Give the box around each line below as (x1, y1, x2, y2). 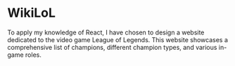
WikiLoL (7, 5, 56, 21)
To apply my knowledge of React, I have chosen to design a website (7, 28, 205, 37)
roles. (25, 51, 42, 59)
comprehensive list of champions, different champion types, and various (7, 43, 217, 51)
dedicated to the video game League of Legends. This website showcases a (7, 35, 229, 44)
